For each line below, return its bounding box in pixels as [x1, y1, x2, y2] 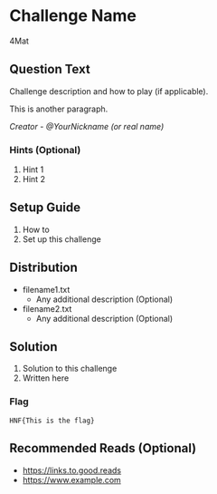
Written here [22, 373, 70, 383]
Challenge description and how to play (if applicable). [9, 85, 209, 96]
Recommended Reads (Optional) [9, 441, 197, 456]
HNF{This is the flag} [9, 416, 95, 425]
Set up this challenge [22, 233, 101, 245]
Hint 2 [22, 174, 45, 185]
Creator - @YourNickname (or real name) [9, 121, 165, 131]
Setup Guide [9, 200, 81, 216]
